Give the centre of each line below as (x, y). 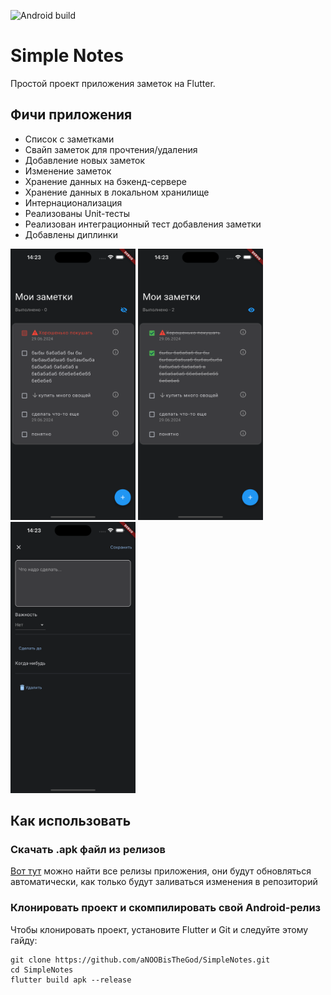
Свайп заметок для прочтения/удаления (111, 149)
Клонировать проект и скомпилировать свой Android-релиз (166, 908)
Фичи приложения (71, 115)
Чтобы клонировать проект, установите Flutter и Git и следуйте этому (159, 929)
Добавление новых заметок (84, 160)
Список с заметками (69, 139)
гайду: (24, 940)
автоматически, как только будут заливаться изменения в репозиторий (164, 882)
